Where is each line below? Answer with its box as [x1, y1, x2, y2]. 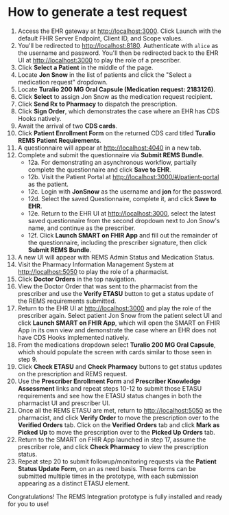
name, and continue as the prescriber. [27, 224, 136, 232]
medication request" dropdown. [17, 78, 108, 86]
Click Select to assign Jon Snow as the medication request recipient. [17, 92, 213, 100]
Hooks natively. [17, 114, 62, 122]
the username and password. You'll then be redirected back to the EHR [17, 49, 219, 57]
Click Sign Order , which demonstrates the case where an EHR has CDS [17, 107, 220, 115]
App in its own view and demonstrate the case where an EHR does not [17, 325, 217, 334]
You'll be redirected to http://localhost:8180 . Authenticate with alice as [17, 41, 219, 49]
